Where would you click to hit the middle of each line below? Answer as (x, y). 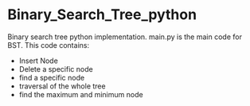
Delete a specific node (56, 69)
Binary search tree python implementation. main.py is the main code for (125, 37)
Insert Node (39, 61)
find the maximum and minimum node (81, 94)
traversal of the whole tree (62, 86)
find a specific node (52, 77)
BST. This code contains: (48, 45)
